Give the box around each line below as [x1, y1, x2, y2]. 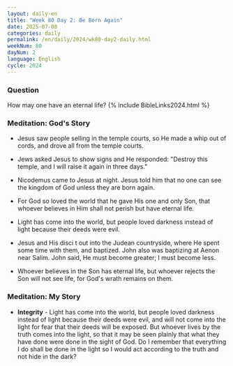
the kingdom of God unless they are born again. [17, 183, 155, 192]
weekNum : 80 [7, 43, 42, 49]
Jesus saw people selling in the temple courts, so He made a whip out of [17, 134, 227, 143]
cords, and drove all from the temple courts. [17, 142, 144, 150]
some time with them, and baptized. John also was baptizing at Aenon [17, 246, 220, 254]
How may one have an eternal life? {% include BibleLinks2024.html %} [7, 100, 211, 109]
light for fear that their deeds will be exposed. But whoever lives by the [17, 322, 221, 331]
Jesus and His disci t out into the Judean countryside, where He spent [17, 238, 220, 247]
